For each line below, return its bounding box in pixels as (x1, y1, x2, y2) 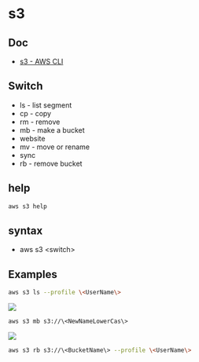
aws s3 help (8, 202, 47, 210)
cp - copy (19, 108, 52, 118)
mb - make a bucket (19, 125, 85, 134)
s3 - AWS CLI (19, 57, 64, 66)
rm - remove (19, 117, 61, 126)
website (19, 133, 46, 143)
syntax (8, 224, 43, 237)
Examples (8, 268, 57, 281)
